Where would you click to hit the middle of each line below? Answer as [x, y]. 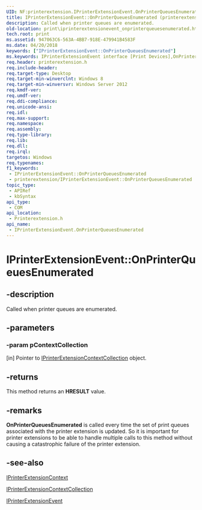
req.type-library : [29, 135]
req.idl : [17, 112]
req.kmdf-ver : [24, 90]
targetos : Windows [29, 157]
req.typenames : [25, 163]
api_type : [19, 202]
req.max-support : [28, 118]
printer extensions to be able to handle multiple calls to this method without [99, 438]
